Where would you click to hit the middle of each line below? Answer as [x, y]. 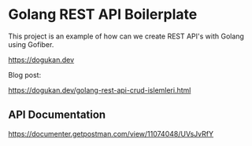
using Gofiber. [31, 44]
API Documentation [57, 115]
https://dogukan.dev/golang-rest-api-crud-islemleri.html [100, 90]
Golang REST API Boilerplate [103, 15]
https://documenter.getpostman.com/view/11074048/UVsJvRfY [111, 133]
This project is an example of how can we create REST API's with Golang [126, 36]
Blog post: [25, 75]
